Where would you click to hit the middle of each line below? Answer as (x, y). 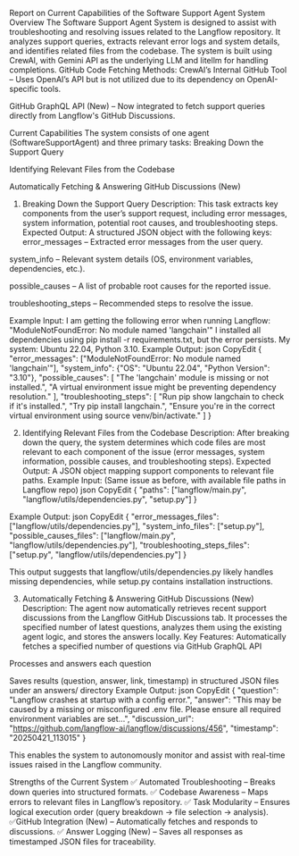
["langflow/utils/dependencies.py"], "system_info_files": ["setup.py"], (137, 526)
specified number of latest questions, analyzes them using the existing (152, 627)
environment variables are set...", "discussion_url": (102, 719)
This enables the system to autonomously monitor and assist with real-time (147, 755)
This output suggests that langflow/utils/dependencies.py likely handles (141, 572)
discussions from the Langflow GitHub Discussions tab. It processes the (155, 617)
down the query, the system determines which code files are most (144, 442)
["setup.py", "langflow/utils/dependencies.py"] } (98, 554)
